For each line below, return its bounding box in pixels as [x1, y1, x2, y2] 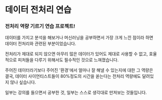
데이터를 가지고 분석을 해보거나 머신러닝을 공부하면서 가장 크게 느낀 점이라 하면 [5, 35, 154, 41]
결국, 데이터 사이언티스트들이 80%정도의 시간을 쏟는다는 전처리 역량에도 [5, 73, 141, 79]
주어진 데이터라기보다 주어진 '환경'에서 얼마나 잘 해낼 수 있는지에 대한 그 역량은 [5, 67, 153, 73]
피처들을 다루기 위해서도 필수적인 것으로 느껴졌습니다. [17, 57, 119, 63]
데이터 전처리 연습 [5, 4, 72, 15]
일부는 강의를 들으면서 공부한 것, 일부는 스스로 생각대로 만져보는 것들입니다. [5, 90, 147, 96]
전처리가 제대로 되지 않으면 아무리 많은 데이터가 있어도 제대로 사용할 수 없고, [5, 51, 148, 57]
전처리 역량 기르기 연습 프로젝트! [5, 23, 75, 29]
